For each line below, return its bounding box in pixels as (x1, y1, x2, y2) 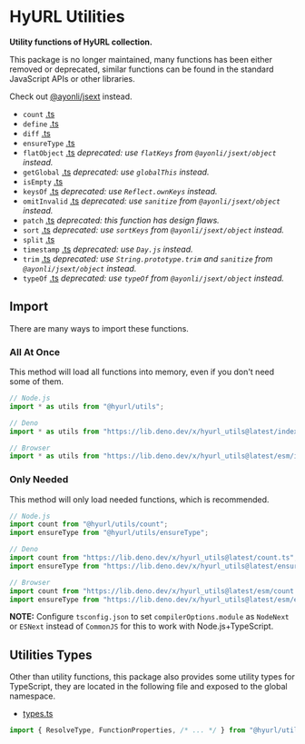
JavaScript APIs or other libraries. (9, 73, 135, 84)
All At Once (9, 345, 61, 358)
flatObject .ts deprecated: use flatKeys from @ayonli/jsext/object (22, 147, 277, 158)
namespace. (9, 690, 56, 701)
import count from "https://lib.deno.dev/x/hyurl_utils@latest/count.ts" (9, 553, 295, 562)
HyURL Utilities (9, 6, 125, 27)
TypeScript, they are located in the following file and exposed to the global (9, 681, 288, 692)
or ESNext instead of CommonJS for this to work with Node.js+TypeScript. (9, 620, 274, 632)
